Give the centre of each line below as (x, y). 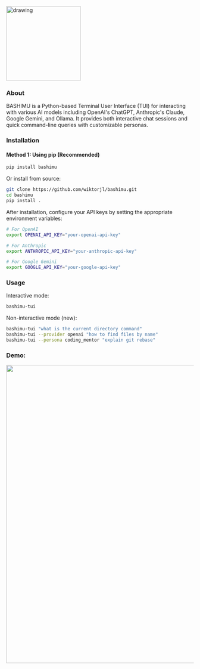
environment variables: (34, 218)
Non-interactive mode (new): (42, 318)
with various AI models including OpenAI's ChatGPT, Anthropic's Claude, (96, 112)
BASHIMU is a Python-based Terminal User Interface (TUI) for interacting (96, 106)
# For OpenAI (22, 229)
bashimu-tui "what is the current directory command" (74, 329)
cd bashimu (20, 195)
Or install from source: (34, 179)
